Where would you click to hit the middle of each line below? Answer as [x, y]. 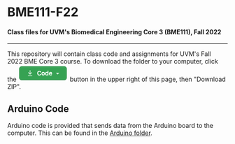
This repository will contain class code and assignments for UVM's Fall [109, 54]
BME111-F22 [43, 12]
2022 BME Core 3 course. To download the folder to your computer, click [113, 62]
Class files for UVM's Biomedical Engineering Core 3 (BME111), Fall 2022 [114, 31]
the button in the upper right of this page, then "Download [116, 79]
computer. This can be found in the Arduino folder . [80, 133]
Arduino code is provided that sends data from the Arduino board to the [111, 126]
